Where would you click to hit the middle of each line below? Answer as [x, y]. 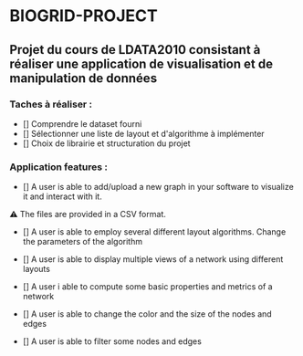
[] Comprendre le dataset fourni [82, 123]
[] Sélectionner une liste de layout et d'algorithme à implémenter [143, 133]
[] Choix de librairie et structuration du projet [106, 143]
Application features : [58, 167]
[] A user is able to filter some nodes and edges [112, 341]
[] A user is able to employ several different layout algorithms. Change [154, 232]
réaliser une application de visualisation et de [141, 63]
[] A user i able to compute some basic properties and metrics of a [147, 287]
